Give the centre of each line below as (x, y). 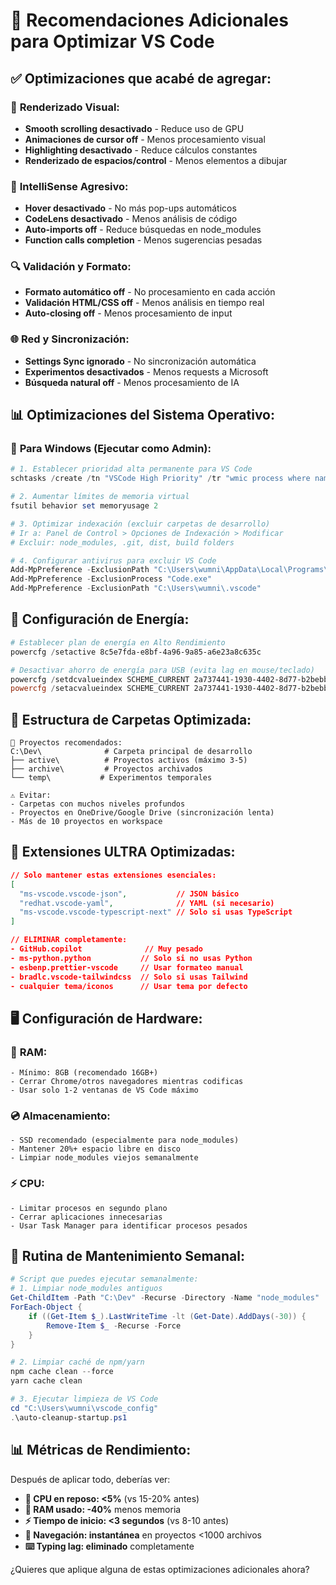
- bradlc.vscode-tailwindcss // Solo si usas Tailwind (129, 977)
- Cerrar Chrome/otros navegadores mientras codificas (127, 1082)
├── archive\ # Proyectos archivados (106, 769)
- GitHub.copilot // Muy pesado (106, 949)
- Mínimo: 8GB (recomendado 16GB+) (84, 1073)
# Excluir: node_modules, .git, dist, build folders (122, 542)
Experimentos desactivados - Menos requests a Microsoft (146, 371)
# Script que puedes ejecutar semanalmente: (104, 1279)
